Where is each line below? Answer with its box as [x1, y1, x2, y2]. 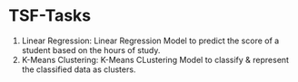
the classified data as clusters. [21, 64, 136, 75]
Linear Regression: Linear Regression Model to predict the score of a [21, 35, 280, 46]
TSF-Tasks [8, 5, 92, 26]
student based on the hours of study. [21, 44, 161, 55]
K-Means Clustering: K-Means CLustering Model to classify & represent [21, 54, 290, 65]
